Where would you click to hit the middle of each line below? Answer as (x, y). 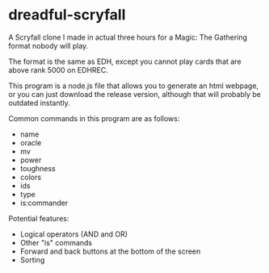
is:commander (44, 203)
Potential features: (39, 218)
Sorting (32, 259)
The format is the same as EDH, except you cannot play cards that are (125, 61)
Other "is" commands (56, 242)
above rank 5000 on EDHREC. (59, 69)
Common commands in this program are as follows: (94, 118)
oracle (31, 142)
